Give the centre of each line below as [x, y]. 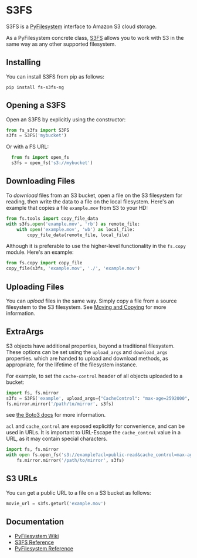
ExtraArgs [25, 332]
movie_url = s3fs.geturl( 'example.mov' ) [56, 503]
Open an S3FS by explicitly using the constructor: [66, 119]
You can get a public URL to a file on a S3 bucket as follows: [79, 492]
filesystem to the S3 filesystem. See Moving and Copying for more [86, 307]
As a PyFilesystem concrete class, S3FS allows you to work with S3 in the [95, 38]
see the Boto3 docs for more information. [56, 415]
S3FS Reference [34, 542]
